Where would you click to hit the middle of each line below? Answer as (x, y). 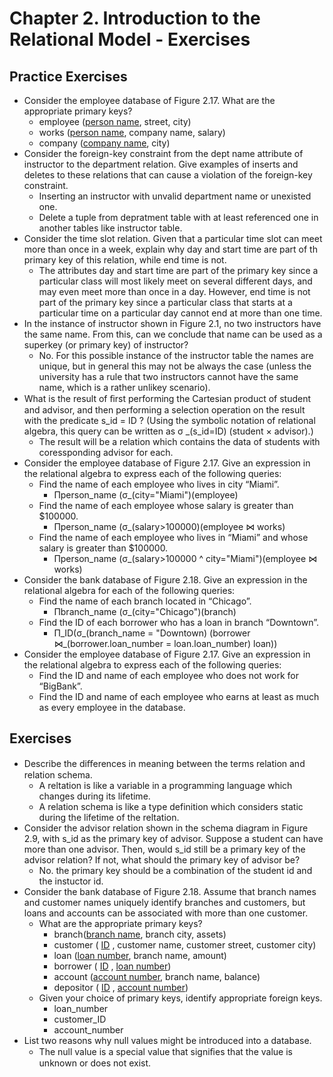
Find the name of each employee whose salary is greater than (166, 505)
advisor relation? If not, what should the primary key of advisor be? (162, 859)
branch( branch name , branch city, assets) (140, 934)
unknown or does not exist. (95, 1063)
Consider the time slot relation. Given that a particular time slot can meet (173, 238)
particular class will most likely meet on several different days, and (175, 281)
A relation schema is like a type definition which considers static (171, 806)
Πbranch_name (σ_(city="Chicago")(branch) (145, 611)
